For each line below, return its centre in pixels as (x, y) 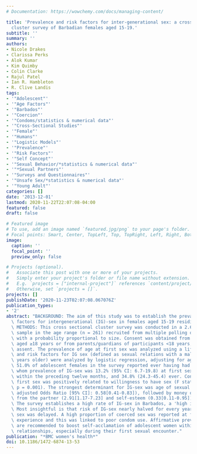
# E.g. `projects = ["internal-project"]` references (76, 284)
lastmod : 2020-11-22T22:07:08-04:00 (51, 202)
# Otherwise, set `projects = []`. (52, 289)
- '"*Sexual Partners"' (35, 170)
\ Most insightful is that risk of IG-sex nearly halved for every (96, 409)
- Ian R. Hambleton (30, 82)
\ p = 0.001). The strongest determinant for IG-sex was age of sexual (101, 387)
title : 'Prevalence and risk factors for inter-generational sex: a (91, 22)
